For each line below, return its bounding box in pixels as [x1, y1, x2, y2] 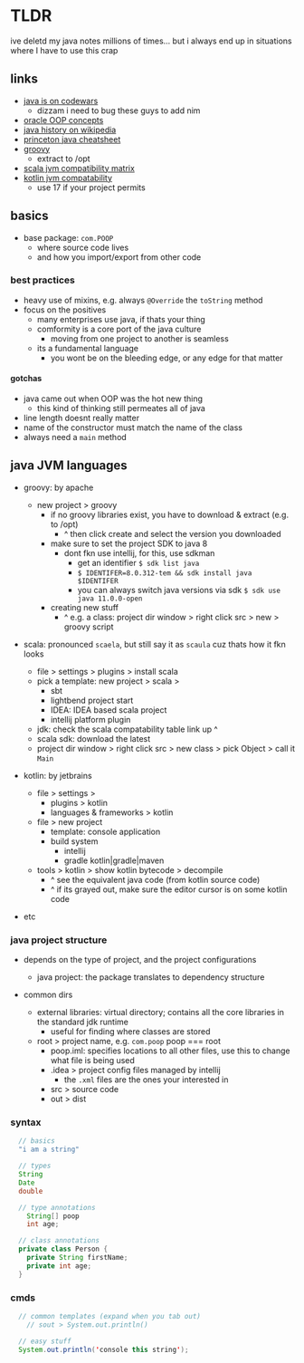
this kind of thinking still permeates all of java [36, 403, 206, 414]
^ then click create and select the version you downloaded [63, 528, 281, 539]
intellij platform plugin [50, 714, 131, 725]
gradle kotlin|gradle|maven [63, 855, 165, 866]
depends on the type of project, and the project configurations [23, 955, 257, 965]
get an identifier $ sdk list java [77, 557, 200, 568]
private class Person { [18, 1244, 108, 1254]
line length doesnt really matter [23, 413, 139, 424]
